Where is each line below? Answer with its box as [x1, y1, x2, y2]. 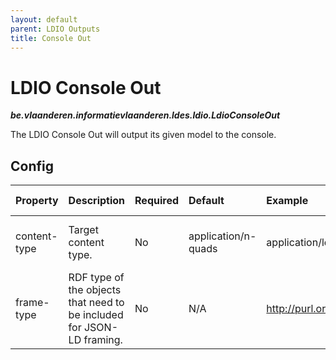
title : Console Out [10, 33, 92, 43]
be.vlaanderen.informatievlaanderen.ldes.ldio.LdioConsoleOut [10, 109, 281, 121]
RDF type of [68, 271, 125, 285]
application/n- [188, 229, 257, 243]
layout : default [10, 14, 78, 25]
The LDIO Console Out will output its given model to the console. [10, 129, 277, 141]
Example [266, 194, 309, 208]
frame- [15, 296, 50, 310]
